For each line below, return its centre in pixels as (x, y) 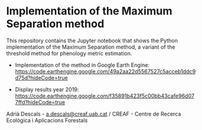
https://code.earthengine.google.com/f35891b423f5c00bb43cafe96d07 (105, 96)
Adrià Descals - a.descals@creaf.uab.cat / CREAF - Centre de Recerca (94, 114)
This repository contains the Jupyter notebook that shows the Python (92, 40)
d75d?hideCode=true (41, 78)
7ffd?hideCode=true (40, 102)
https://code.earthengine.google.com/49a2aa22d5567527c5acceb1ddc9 (105, 71)
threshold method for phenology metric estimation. (69, 53)
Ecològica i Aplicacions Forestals (47, 120)
